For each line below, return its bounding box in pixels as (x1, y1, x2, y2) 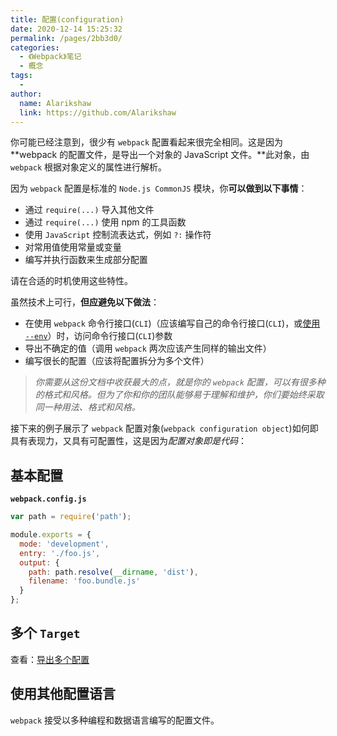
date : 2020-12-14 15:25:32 (10, 24, 123, 34)
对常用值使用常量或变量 (24, 241, 122, 253)
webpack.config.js (10, 494, 87, 505)
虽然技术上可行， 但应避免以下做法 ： (10, 296, 160, 308)
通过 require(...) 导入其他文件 (24, 204, 155, 216)
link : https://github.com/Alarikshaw (19, 107, 177, 118)
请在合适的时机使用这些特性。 (10, 275, 133, 287)
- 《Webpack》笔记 (19, 52, 82, 62)
